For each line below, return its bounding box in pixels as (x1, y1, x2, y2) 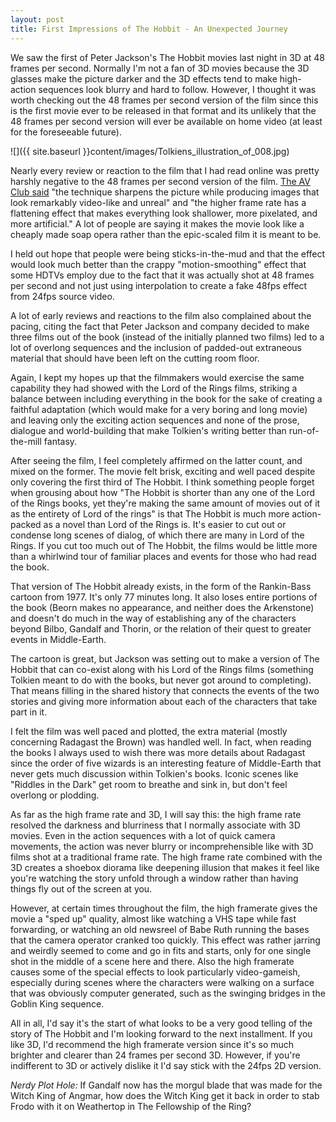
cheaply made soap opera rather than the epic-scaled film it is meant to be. (10, 228, 322, 240)
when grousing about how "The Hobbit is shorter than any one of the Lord (10, 486, 316, 498)
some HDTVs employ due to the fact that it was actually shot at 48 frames (10, 269, 315, 281)
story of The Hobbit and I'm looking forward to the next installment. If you (10, 1027, 313, 1040)
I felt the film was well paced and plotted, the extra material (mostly (10, 725, 288, 737)
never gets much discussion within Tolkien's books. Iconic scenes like (10, 767, 299, 780)
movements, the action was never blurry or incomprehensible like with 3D (10, 840, 314, 852)
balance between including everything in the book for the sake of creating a (10, 392, 323, 405)
